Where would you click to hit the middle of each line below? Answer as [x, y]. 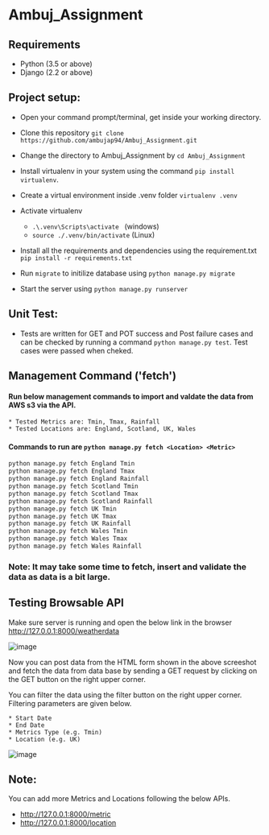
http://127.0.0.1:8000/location [68, 823]
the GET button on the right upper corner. [77, 679]
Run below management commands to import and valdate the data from [131, 396]
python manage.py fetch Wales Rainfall [75, 546]
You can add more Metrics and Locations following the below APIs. [120, 799]
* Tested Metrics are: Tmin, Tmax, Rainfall [84, 422]
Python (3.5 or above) [56, 64]
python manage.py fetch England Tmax [72, 471]
